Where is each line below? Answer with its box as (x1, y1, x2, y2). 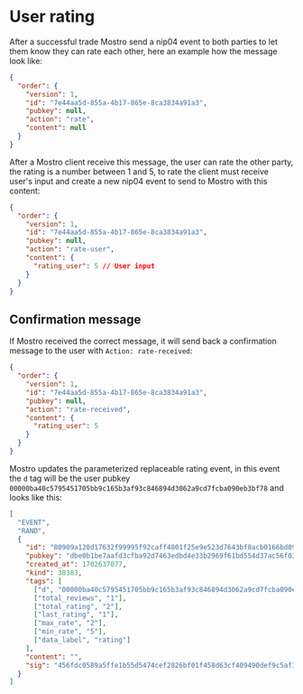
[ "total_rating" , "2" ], (32, 602, 124, 611)
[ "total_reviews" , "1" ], (32, 594, 127, 603)
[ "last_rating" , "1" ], (32, 610, 119, 620)
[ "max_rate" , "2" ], (32, 619, 106, 628)
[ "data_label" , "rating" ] (32, 635, 131, 644)
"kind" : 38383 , (25, 568, 83, 577)
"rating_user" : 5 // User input (32, 261, 155, 270)
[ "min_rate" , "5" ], (32, 627, 106, 636)
